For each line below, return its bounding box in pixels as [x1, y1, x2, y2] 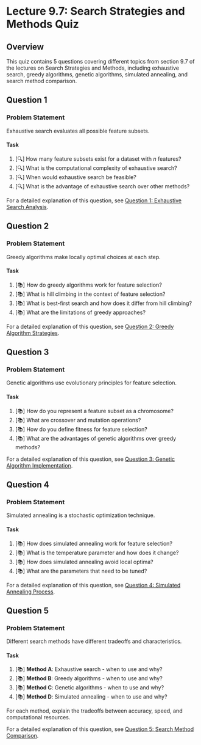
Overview [6, 42, 44, 52]
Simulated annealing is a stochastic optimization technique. [6, 512, 155, 519]
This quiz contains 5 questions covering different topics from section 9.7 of [6, 58, 195, 65]
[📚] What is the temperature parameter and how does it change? [15, 549, 179, 556]
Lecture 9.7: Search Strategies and [6, 4, 185, 18]
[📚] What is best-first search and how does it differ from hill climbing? [15, 299, 192, 307]
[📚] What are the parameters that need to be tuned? [15, 567, 147, 574]
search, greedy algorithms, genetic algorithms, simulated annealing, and [6, 71, 188, 78]
